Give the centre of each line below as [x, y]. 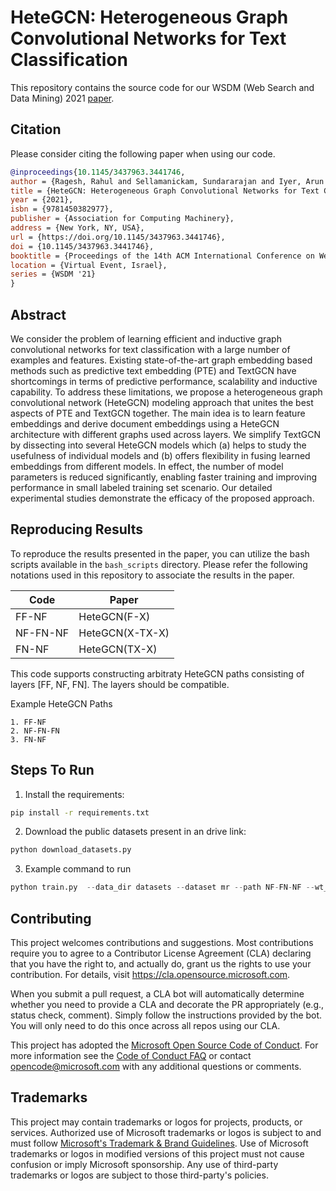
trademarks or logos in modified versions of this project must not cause [157, 1153]
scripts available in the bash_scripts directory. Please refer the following [159, 564]
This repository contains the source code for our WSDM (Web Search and [162, 87]
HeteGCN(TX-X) [118, 649]
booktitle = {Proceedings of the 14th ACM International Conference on [162, 256]
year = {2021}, [42, 200]
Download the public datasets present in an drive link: [135, 832]
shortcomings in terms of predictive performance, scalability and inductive [164, 381]
